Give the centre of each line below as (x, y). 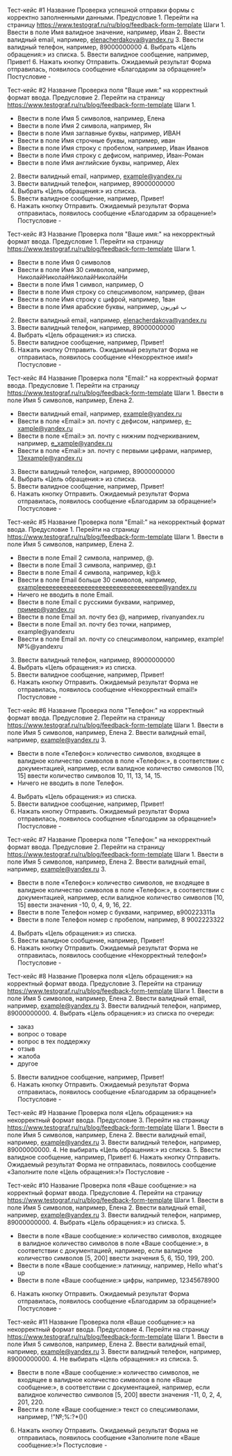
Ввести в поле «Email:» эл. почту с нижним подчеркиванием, (108, 436)
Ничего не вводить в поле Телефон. (71, 783)
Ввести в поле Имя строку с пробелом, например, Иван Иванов (113, 148)
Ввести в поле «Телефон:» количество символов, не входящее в (113, 883)
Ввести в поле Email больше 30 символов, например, (97, 580)
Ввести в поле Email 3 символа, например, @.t (86, 565)
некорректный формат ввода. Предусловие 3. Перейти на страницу (108, 1120)
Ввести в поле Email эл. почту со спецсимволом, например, (107, 639)
